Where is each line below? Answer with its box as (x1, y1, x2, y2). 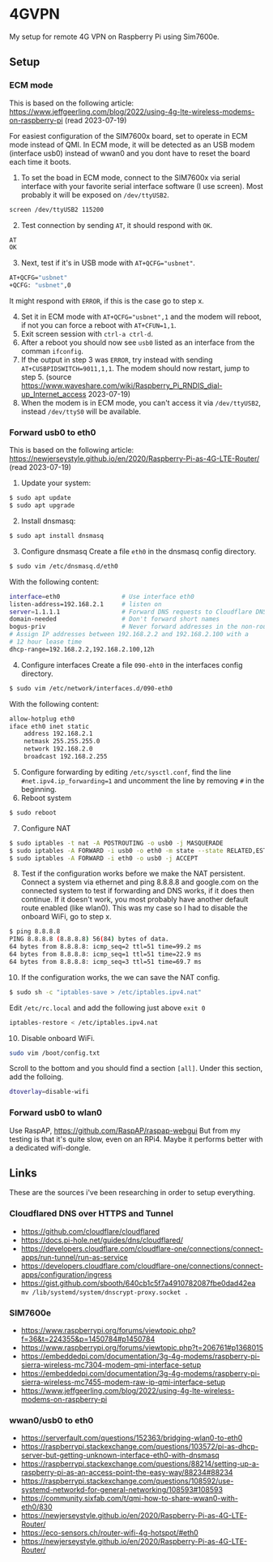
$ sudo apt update (9, 494, 71, 502)
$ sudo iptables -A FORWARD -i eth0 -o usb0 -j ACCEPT (9, 854, 198, 863)
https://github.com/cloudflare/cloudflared (20, 1226, 160, 1236)
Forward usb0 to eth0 (9, 427, 96, 438)
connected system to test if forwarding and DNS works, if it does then (20, 886, 254, 896)
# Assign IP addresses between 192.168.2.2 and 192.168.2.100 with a (9, 630, 250, 639)
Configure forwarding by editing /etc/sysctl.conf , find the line (20, 767, 232, 777)
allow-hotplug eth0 (9, 715, 75, 723)
